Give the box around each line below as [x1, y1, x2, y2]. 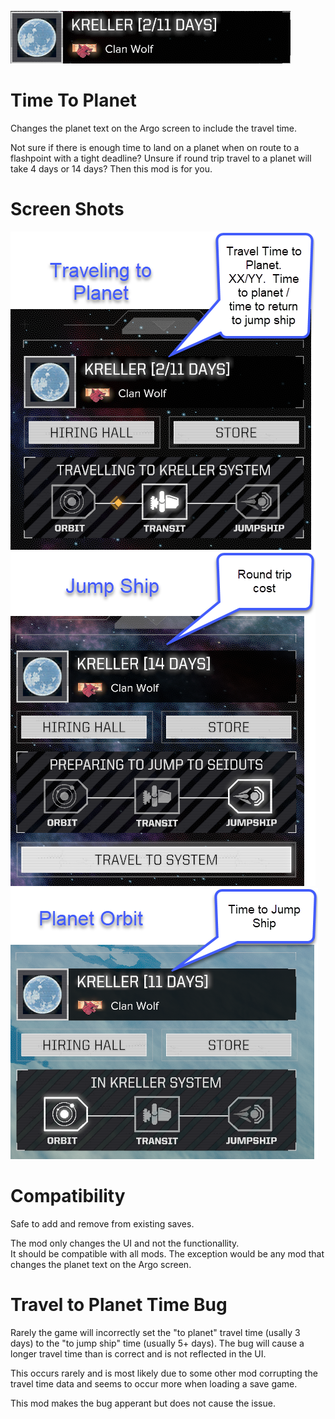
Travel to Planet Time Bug [10, 1294, 228, 1316]
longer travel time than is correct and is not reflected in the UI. [10, 1347, 267, 1360]
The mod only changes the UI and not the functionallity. [10, 1237, 240, 1249]
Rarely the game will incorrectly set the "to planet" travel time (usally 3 [10, 1326, 301, 1338]
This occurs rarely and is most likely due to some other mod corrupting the [10, 1367, 318, 1379]
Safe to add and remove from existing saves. [10, 1217, 195, 1230]
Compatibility [10, 1185, 126, 1208]
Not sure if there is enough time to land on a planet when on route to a [10, 141, 300, 153]
